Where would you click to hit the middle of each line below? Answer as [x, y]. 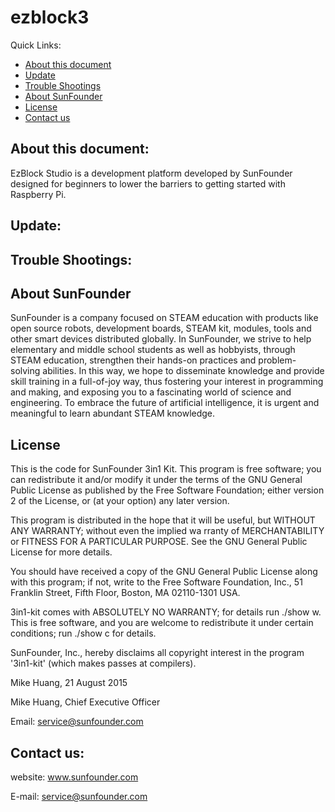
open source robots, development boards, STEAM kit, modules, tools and [161, 328]
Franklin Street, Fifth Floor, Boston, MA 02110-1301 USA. [125, 593]
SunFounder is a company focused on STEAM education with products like [164, 318]
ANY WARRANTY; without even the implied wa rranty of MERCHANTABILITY [167, 531]
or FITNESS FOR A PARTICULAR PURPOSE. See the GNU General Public [159, 542]
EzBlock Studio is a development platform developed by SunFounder [151, 173]
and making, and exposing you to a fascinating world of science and [151, 392]
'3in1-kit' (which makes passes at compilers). [103, 663]
